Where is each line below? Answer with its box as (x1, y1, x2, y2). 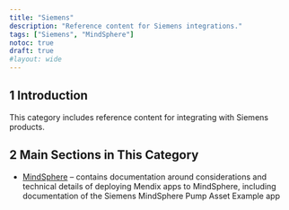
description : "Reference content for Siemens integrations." (9, 22, 243, 31)
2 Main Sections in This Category (9, 147, 199, 162)
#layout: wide (9, 55, 63, 64)
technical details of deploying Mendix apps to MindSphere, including (22, 180, 276, 191)
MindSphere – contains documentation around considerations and (22, 171, 267, 182)
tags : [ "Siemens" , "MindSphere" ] (9, 30, 135, 39)
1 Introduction (9, 88, 88, 103)
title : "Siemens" (9, 13, 74, 22)
